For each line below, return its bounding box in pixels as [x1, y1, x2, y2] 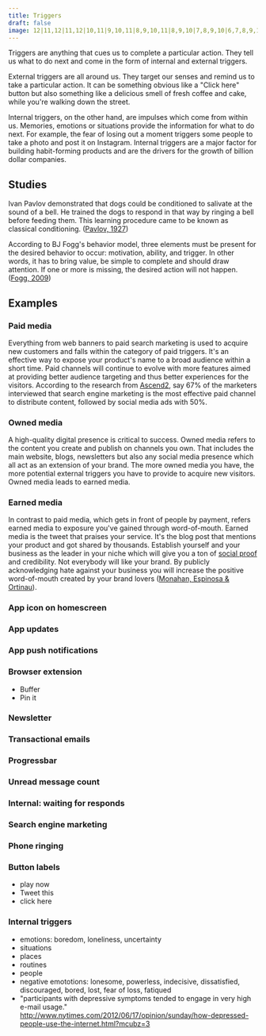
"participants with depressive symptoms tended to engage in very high [19, 993, 252, 1003]
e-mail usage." [19, 1002, 67, 1011]
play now [19, 880, 50, 889]
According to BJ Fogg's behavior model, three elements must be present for [8, 240, 256, 249]
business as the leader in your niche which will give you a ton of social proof [8, 549, 257, 558]
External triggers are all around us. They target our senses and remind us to [8, 72, 255, 82]
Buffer [19, 684, 41, 694]
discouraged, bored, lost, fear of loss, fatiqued [19, 985, 172, 995]
